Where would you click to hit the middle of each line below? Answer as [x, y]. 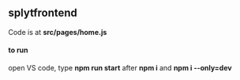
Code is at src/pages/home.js [58, 32]
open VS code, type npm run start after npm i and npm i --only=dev [120, 68]
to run [19, 50]
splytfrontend [43, 13]
